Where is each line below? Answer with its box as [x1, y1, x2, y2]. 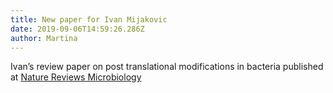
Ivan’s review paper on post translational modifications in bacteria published [10, 61, 324, 73]
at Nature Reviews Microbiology [10, 71, 142, 83]
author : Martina [10, 33, 78, 43]
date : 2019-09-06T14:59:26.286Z [10, 24, 145, 34]
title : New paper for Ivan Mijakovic [10, 14, 168, 25]
